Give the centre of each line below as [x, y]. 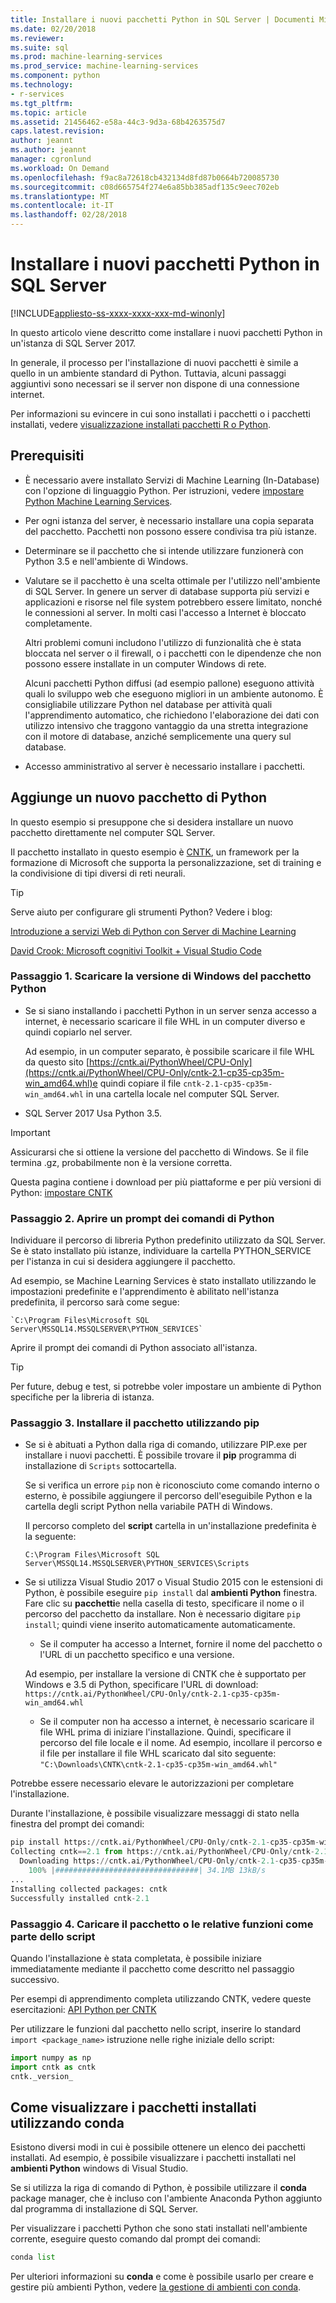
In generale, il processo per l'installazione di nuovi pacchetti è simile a [154, 362]
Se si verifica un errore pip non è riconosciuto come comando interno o [172, 1485]
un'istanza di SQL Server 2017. [73, 343]
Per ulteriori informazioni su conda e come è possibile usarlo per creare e [162, 2277]
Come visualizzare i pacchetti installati [133, 2107]
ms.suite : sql [40, 47]
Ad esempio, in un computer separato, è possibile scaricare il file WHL [169, 1051]
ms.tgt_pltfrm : [42, 103]
